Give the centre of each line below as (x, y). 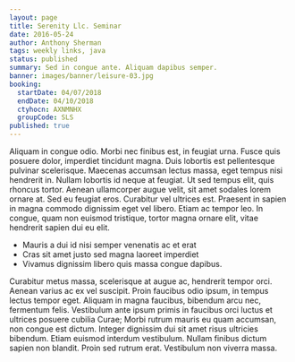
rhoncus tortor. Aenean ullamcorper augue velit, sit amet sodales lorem (140, 190)
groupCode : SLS (46, 117)
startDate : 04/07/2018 (59, 92)
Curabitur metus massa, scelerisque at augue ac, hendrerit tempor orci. (141, 281)
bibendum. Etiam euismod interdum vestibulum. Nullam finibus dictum (138, 338)
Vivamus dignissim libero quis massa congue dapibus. (122, 264)
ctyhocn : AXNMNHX (50, 109)
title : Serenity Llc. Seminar (66, 26)
